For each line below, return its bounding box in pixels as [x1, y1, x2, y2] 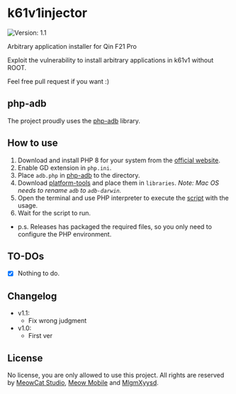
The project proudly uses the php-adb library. [7, 116, 140, 125]
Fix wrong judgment [28, 317, 87, 325]
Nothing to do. [17, 269, 60, 278]
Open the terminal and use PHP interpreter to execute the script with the [17, 193, 229, 202]
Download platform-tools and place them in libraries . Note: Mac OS [17, 179, 220, 187]
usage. [17, 201, 38, 210]
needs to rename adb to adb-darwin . [17, 186, 122, 194]
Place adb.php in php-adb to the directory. [17, 171, 140, 179]
